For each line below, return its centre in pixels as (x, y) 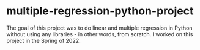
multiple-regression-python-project (100, 11)
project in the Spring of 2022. (43, 40)
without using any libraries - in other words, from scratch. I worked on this (100, 34)
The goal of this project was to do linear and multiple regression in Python (99, 28)
